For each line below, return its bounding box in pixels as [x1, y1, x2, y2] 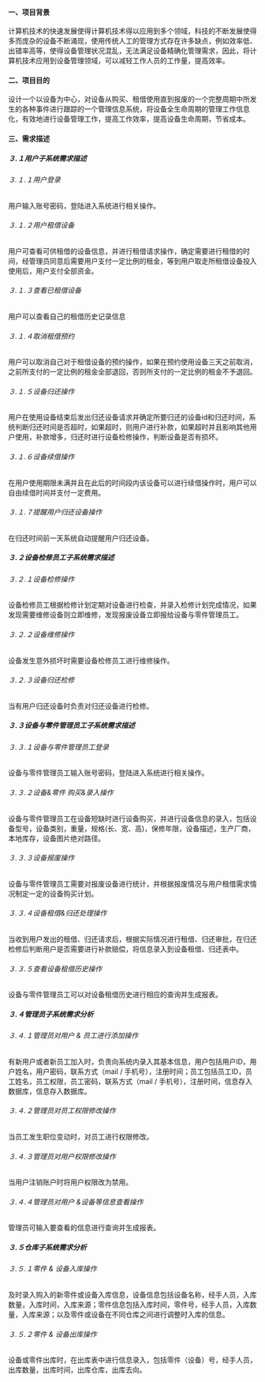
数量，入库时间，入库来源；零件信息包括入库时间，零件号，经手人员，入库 [8, 1300, 250, 1309]
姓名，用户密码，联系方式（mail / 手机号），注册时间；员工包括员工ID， [14, 1067, 246, 1076]
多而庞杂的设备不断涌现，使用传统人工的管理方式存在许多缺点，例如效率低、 [8, 36, 257, 46]
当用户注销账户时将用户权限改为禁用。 [8, 1177, 132, 1187]
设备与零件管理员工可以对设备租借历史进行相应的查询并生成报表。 [8, 990, 222, 1000]
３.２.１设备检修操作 [8, 574, 75, 584]
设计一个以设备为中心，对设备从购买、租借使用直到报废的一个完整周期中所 [8, 95, 250, 104]
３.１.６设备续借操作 [8, 451, 75, 461]
